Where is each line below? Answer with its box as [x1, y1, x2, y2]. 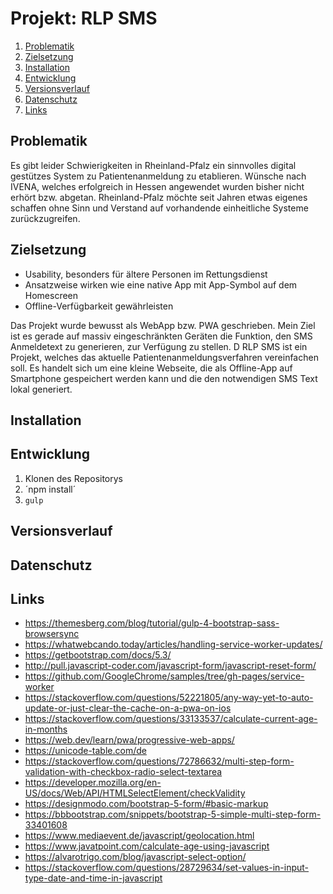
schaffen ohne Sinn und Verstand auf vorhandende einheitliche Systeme [10, 202, 309, 214]
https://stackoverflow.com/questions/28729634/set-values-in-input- [24, 862, 310, 874]
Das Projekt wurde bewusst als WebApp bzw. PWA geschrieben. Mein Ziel [10, 319, 316, 331]
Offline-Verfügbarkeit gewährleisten [24, 300, 174, 312]
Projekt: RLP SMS [10, 7, 158, 30]
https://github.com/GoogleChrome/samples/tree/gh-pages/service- [24, 670, 305, 682]
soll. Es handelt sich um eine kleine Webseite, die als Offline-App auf [10, 362, 293, 374]
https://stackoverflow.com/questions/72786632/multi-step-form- [24, 755, 295, 767]
